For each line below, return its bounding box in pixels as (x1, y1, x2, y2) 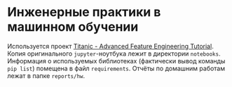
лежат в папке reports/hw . (7, 71, 86, 80)
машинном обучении (7, 19, 139, 35)
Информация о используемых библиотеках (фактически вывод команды (7, 56, 226, 65)
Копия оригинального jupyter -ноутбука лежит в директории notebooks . (7, 49, 221, 58)
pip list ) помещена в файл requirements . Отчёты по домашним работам (7, 64, 226, 72)
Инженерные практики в (7, 4, 161, 20)
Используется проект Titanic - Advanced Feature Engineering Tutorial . (7, 42, 214, 50)
